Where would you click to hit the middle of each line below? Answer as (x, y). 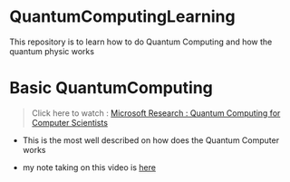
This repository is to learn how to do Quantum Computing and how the (141, 42)
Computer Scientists (70, 122)
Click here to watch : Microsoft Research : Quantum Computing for (156, 113)
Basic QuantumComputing (111, 88)
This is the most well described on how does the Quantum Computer (150, 140)
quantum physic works (52, 51)
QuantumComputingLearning (122, 17)
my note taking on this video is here (89, 167)
